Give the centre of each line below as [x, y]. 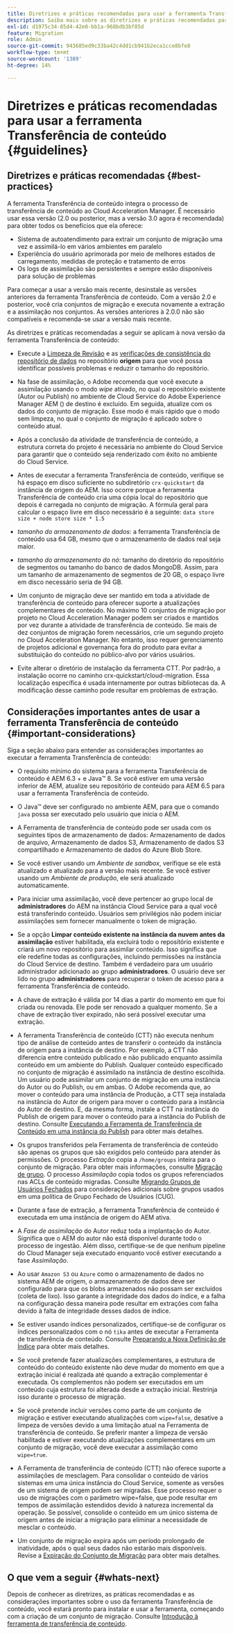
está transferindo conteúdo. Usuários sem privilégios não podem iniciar [119, 914]
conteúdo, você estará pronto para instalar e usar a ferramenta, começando [115, 1609]
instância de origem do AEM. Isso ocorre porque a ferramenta [106, 490]
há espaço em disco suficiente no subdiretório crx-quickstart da [111, 482]
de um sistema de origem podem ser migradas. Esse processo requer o [119, 1490]
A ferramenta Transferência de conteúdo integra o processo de [98, 203]
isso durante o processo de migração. [71, 1397]
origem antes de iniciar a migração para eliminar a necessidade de [112, 1520]
